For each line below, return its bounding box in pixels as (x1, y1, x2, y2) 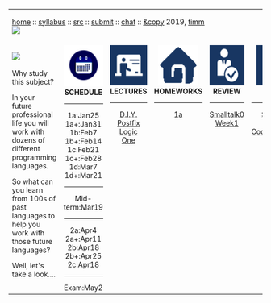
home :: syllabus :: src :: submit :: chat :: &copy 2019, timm (11, 17, 205, 27)
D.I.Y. (119, 110, 138, 119)
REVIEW (212, 86, 241, 96)
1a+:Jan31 (65, 119, 102, 129)
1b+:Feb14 (64, 136, 102, 146)
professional (11, 110, 54, 119)
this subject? (11, 77, 54, 86)
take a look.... (11, 269, 56, 279)
